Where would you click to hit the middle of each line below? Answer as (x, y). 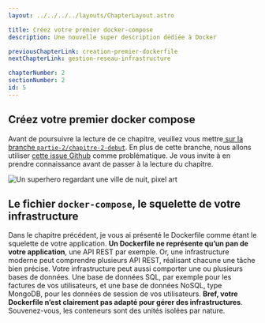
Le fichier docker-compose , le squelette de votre (124, 203)
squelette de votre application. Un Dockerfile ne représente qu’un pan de (128, 244)
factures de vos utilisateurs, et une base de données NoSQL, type (115, 286)
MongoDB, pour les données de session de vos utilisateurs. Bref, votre (123, 294)
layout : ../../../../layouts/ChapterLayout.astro (91, 15)
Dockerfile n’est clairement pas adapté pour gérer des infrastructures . (125, 302)
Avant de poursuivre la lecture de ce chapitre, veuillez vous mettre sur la (126, 138)
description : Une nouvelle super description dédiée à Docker (112, 37)
